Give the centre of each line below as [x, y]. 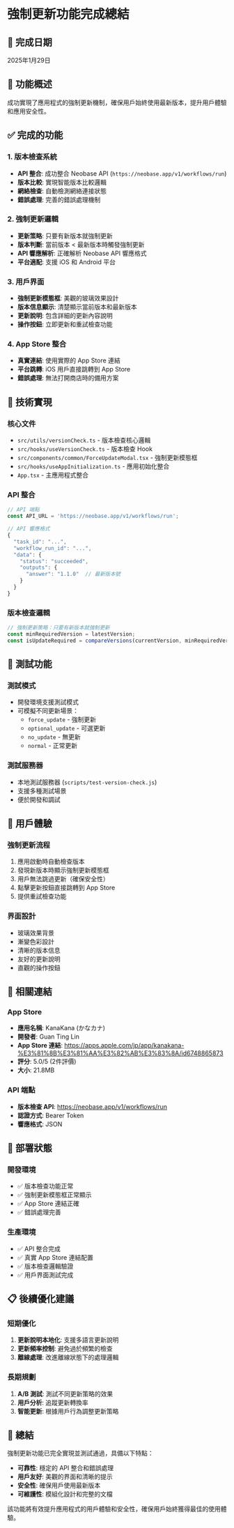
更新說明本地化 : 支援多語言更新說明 [68, 1340]
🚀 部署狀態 [30, 1148]
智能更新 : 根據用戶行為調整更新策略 [68, 1411]
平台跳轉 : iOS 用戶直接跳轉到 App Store [74, 369]
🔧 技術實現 [30, 402]
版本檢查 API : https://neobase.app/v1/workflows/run [92, 1106]
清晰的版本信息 [39, 950]
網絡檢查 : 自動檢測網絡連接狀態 [62, 191]
